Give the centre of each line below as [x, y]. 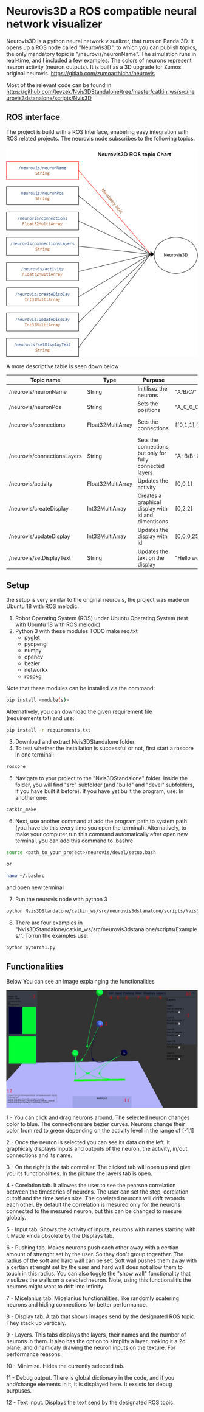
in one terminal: [35, 754]
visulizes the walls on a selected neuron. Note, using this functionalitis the [99, 1280]
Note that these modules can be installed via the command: [81, 688]
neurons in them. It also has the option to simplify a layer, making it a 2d [96, 1341]
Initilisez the [152, 388]
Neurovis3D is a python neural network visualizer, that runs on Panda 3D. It [100, 41]
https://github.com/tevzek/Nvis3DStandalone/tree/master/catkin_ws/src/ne [101, 91]
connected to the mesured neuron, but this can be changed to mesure [94, 1211]
